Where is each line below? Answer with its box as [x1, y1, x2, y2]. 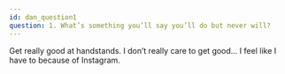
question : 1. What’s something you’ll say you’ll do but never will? [9, 21, 272, 30]
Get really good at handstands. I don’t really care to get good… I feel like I [9, 45, 277, 55]
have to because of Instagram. [9, 55, 121, 65]
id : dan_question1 [9, 12, 77, 22]
